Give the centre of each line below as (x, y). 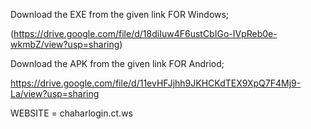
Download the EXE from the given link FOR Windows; (120, 14)
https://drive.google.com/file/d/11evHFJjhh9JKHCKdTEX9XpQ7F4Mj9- (156, 83)
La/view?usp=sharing (55, 93)
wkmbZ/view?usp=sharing (65, 44)
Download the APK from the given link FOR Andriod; (117, 63)
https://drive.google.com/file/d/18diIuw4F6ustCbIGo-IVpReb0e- (145, 33)
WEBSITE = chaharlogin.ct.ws (71, 113)
